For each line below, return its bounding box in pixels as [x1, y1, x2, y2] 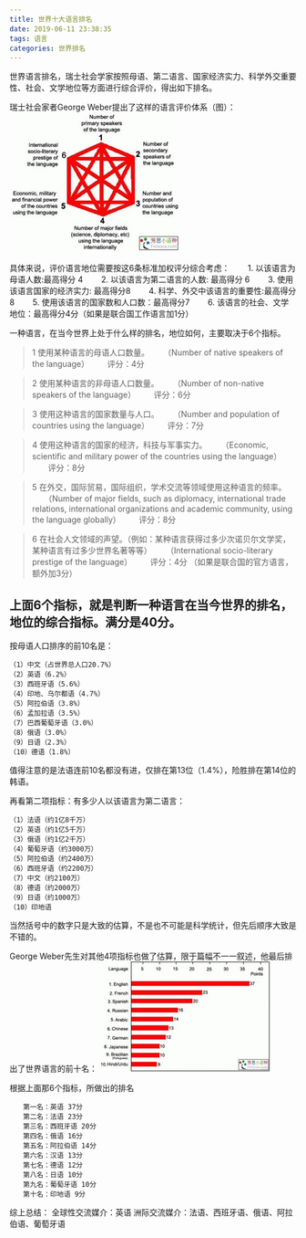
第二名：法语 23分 [22, 1112, 84, 1122]
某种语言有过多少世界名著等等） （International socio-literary [31, 545, 273, 556]
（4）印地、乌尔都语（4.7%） [9, 689, 105, 698]
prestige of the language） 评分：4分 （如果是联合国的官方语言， [31, 557, 294, 568]
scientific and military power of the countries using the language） [31, 451, 282, 462]
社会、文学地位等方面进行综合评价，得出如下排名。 [25, 82, 217, 93]
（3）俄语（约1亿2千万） [9, 835, 90, 845]
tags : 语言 [9, 34, 48, 43]
